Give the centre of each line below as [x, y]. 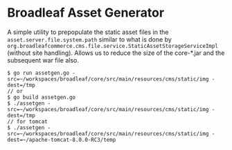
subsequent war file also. [43, 60]
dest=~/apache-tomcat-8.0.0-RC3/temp [62, 140]
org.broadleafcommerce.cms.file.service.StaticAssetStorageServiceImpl [113, 46]
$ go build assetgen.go [42, 97]
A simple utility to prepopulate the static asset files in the [88, 32]
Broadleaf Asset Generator [86, 13]
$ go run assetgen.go [38, 73]
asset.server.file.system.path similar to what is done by [89, 39]
